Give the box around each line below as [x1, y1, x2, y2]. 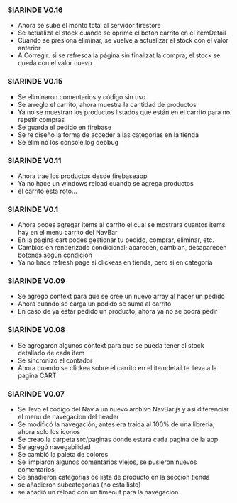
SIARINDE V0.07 [7, 389, 65, 399]
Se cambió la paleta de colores [17, 451, 109, 459]
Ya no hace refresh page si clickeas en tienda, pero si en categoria [17, 258, 213, 267]
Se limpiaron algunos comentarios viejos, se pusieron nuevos [17, 458, 197, 466]
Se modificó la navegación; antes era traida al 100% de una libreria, [17, 420, 215, 429]
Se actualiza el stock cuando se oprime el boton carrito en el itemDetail [17, 28, 226, 37]
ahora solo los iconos [17, 428, 80, 436]
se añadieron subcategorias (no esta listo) [17, 480, 141, 489]
